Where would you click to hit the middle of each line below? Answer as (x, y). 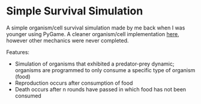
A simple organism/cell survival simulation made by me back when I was (96, 28)
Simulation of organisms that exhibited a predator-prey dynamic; (94, 64)
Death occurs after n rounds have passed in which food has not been (100, 89)
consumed (28, 96)
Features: (18, 52)
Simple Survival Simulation (75, 11)
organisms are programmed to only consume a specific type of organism (105, 70)
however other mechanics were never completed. (67, 40)
